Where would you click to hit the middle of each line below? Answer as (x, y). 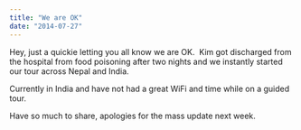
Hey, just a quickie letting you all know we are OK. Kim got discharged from (150, 51)
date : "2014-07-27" (46, 26)
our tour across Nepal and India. (69, 71)
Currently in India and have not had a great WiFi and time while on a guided (150, 88)
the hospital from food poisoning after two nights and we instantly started (146, 61)
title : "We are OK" (46, 18)
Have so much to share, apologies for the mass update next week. (132, 116)
